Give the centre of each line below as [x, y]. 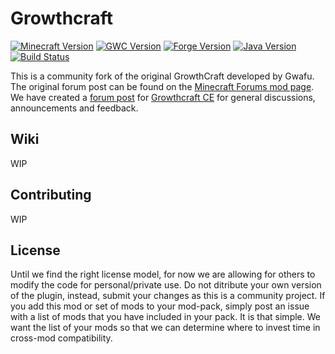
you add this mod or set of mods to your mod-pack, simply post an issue [160, 306]
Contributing [51, 195]
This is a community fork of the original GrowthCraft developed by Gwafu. [162, 76]
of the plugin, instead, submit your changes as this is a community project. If [168, 296]
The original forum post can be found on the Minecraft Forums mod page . [162, 86]
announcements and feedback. [74, 108]
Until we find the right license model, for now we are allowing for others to [163, 274]
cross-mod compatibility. [61, 338]
